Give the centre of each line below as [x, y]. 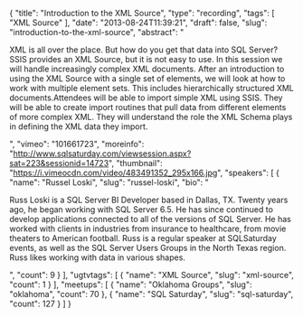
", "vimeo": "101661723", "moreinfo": [77, 144]
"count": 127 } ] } [41, 303]
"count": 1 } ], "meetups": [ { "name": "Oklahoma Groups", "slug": [131, 284]
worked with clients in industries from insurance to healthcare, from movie [148, 228]
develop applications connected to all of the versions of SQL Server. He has [150, 219]
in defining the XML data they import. [79, 126]
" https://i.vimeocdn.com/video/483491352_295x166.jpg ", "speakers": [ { [145, 172]
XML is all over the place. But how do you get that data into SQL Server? [144, 50]
